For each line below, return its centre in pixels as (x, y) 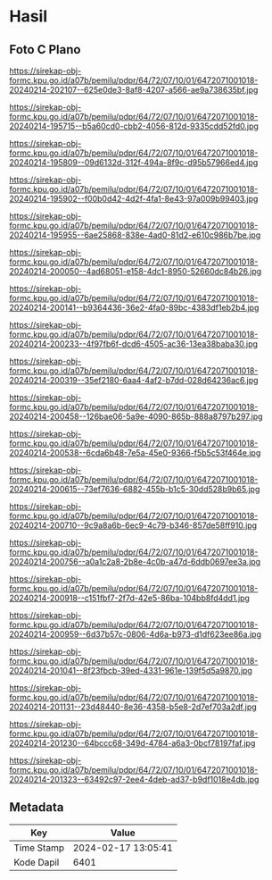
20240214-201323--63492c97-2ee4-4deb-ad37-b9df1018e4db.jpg (134, 779)
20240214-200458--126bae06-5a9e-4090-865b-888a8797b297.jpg (136, 416)
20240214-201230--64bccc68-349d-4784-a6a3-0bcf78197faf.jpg (132, 743)
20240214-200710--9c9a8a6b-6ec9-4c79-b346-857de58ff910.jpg (133, 525)
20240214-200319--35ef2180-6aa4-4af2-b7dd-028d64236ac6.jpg (134, 380)
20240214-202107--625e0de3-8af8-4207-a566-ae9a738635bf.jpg (134, 90)
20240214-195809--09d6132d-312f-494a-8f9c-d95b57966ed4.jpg (134, 162)
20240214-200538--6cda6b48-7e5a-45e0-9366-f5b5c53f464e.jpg (135, 453)
